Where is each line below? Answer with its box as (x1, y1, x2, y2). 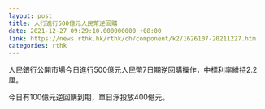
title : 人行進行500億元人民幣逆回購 (8, 19, 118, 27)
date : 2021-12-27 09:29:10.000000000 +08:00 (8, 27, 162, 35)
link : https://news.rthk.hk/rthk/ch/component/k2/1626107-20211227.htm (8, 34, 256, 43)
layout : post (8, 11, 53, 20)
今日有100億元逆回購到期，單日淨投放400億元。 (8, 92, 170, 102)
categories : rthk (8, 42, 67, 50)
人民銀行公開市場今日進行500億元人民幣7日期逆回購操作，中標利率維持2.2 (8, 65, 258, 75)
